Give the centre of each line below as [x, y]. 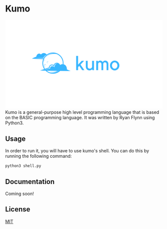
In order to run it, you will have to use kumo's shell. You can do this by [77, 151]
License [18, 209]
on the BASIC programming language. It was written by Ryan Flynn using [80, 118]
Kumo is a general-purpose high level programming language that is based [82, 112]
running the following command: [38, 156]
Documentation [30, 182]
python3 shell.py [23, 166]
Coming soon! [19, 193]
